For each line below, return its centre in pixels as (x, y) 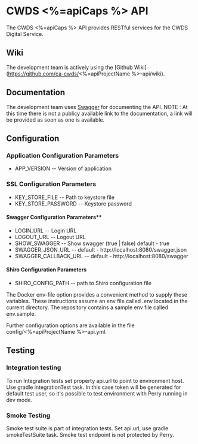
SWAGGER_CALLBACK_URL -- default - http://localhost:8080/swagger (102, 256)
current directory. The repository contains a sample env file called (87, 307)
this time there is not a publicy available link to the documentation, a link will (99, 113)
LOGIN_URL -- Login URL (46, 230)
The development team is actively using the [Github (69, 67)
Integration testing (34, 368)
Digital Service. (25, 34)
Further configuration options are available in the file (71, 325)
